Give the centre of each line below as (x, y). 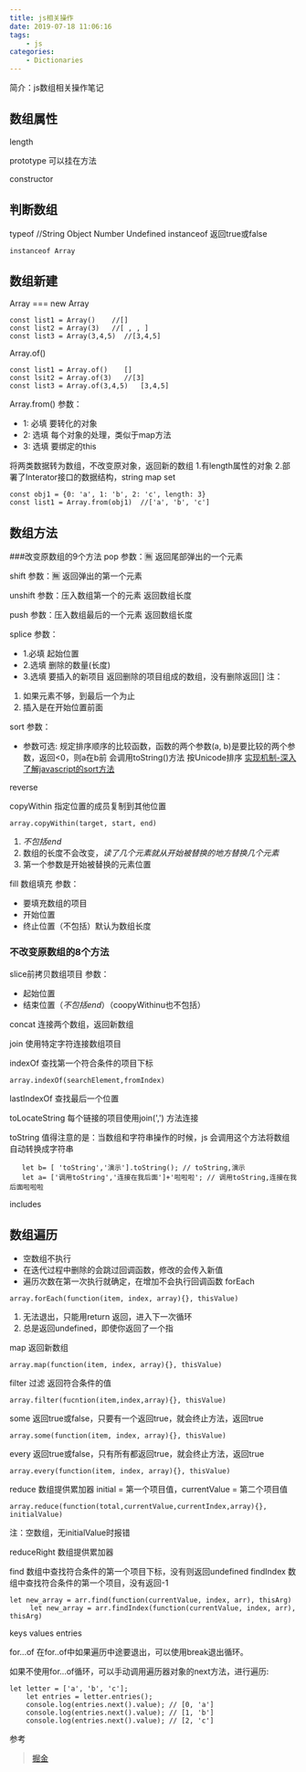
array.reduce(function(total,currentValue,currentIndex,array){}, (138, 1507)
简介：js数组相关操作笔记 (57, 87)
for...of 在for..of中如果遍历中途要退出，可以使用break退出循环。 (129, 1652)
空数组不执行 (47, 1258)
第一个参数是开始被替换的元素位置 (87, 865)
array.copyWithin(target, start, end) (83, 823)
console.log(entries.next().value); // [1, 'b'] (120, 1713)
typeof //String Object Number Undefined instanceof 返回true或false (138, 233)
